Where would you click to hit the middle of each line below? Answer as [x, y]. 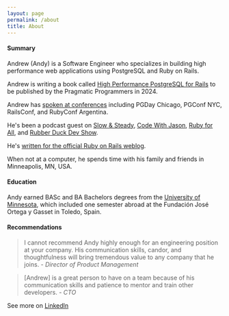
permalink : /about [33, 20]
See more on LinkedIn [38, 305]
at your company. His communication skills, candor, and [103, 250]
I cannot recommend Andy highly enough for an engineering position [121, 242]
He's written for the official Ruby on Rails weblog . [77, 145]
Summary [21, 48]
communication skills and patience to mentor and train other [108, 284]
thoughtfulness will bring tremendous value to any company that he [119, 257]
